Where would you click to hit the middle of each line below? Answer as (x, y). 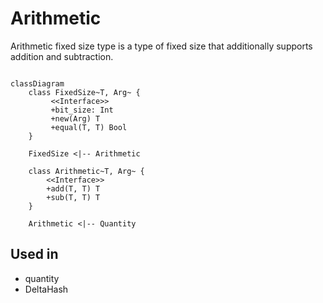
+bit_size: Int (82, 110)
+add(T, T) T (73, 188)
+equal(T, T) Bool (89, 127)
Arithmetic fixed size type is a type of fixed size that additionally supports (161, 46)
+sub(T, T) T (73, 197)
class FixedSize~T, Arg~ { (84, 92)
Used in (34, 254)
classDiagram (37, 83)
